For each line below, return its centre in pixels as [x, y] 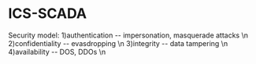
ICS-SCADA [48, 14]
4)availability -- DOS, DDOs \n [57, 52]
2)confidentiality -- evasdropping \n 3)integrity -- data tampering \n [118, 43]
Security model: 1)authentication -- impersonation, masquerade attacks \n [128, 35]
